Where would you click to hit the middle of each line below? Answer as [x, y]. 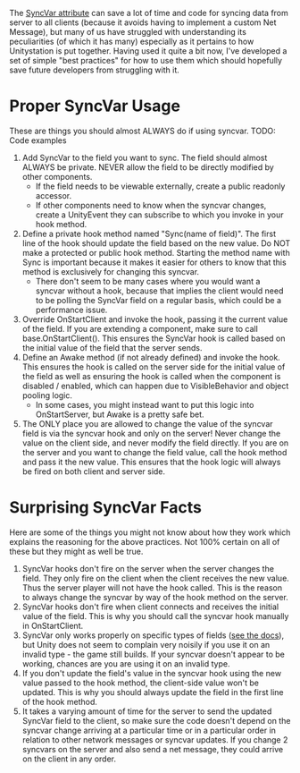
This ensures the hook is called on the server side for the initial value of [154, 367]
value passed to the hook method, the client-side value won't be [141, 683]
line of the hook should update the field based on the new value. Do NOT [156, 243]
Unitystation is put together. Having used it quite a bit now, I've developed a [148, 51]
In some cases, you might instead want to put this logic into [145, 404]
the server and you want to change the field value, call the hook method [154, 452]
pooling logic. [47, 395]
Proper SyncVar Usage [95, 106]
